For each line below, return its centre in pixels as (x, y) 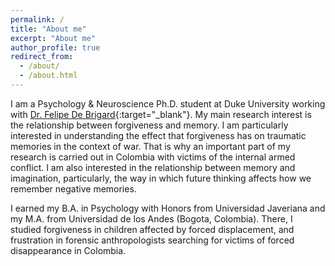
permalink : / (37, 19)
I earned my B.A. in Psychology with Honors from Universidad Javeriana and (168, 208)
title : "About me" (48, 29)
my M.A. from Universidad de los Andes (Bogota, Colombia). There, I (151, 218)
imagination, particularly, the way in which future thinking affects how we (161, 178)
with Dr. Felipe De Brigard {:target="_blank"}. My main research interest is (161, 114)
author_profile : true (55, 47)
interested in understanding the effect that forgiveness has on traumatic (158, 135)
